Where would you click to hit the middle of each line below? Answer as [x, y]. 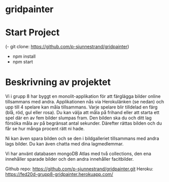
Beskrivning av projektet [58, 82]
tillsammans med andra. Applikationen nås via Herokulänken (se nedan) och [85, 102]
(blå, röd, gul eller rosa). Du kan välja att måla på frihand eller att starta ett [82, 113]
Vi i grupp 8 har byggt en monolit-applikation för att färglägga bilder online [83, 96]
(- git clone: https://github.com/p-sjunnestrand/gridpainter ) [67, 47]
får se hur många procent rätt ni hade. [45, 129]
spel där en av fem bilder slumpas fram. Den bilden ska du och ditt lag [79, 118]
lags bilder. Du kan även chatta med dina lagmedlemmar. [64, 144]
